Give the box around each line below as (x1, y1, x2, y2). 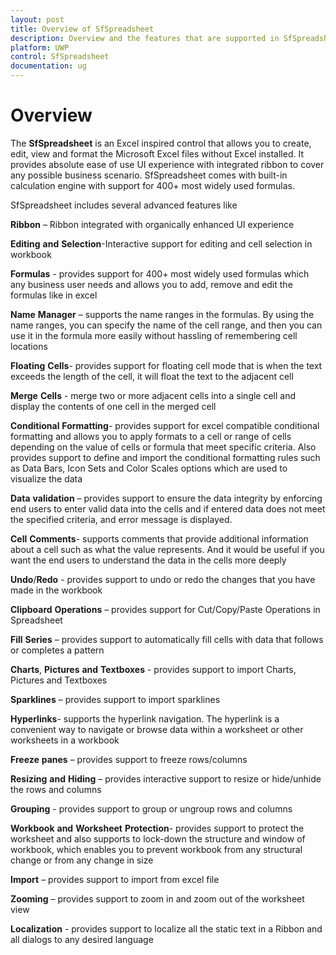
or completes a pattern (10, 644, 105, 656)
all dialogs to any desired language (10, 933, 154, 945)
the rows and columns (10, 783, 102, 795)
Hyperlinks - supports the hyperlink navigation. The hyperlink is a (10, 712, 280, 725)
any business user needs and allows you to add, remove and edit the (10, 278, 293, 290)
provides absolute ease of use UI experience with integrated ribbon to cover (10, 158, 325, 170)
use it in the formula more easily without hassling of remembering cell (10, 329, 298, 341)
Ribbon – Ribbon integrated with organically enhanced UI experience (10, 218, 295, 230)
